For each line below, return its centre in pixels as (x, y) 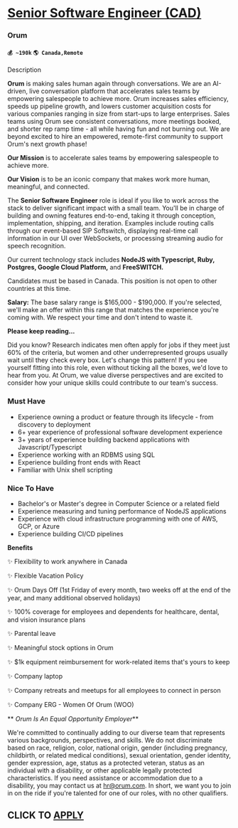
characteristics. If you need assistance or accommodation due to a (105, 777)
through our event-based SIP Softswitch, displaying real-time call (103, 231)
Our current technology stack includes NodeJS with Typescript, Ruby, (111, 260)
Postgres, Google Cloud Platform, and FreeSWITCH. (86, 267)
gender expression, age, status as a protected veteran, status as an (106, 763)
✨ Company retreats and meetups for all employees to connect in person (114, 690)
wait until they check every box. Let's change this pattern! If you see (108, 360)
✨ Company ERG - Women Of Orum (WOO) (71, 704)
